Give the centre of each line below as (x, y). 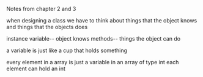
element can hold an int (36, 69)
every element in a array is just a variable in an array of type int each (93, 62)
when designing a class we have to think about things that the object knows (102, 20)
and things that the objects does (47, 27)
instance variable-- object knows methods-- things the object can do (94, 38)
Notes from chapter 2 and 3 (41, 9)
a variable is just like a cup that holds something (67, 50)
